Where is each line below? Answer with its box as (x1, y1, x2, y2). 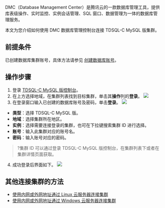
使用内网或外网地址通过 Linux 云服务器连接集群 (12, 192, 109, 198)
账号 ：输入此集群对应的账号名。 (12, 128, 78, 134)
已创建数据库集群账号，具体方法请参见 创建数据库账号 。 (5, 57, 119, 63)
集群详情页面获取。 (17, 151, 57, 157)
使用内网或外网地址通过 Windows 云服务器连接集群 (12, 198, 116, 204)
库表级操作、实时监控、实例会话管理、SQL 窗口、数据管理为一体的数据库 (5, 10, 154, 16)
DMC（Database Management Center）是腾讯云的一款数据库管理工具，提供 (5, 4, 160, 10)
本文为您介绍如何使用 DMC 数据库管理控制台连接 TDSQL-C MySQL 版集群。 (5, 27, 160, 33)
